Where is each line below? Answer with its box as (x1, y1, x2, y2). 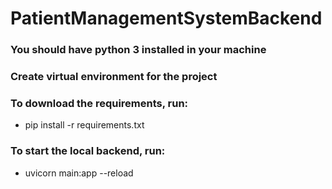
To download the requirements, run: (10, 96, 189, 110)
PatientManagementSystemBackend (10, 7, 323, 30)
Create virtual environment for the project (10, 70, 218, 84)
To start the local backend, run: (10, 144, 166, 158)
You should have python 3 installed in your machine (10, 43, 267, 57)
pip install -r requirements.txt (24, 119, 145, 131)
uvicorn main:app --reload (24, 167, 134, 179)
